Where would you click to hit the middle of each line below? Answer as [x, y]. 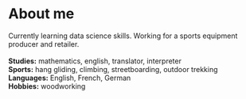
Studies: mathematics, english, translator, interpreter [95, 61]
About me [41, 14]
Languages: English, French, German [70, 78]
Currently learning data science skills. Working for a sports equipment [123, 36]
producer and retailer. [44, 44]
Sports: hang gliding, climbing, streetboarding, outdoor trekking [113, 69]
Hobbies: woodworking [47, 86]
